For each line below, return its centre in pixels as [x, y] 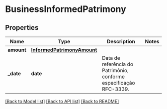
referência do [117, 64]
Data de [111, 58]
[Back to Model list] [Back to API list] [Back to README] [62, 101]
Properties [22, 28]
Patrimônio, [115, 70]
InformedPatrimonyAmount [64, 50]
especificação [118, 83]
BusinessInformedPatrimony [66, 9]
